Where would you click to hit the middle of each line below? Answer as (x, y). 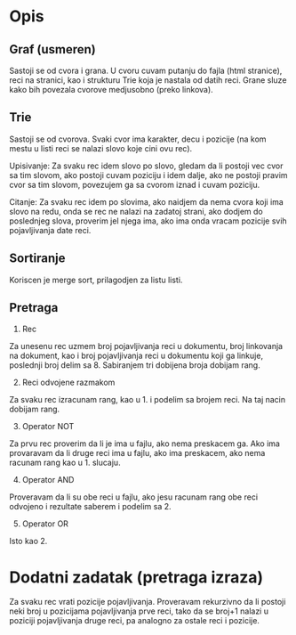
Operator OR (45, 524)
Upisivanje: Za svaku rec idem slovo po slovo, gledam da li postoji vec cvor (146, 166)
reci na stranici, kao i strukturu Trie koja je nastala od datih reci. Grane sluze (148, 80)
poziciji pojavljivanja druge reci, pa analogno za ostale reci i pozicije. (135, 621)
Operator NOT (48, 427)
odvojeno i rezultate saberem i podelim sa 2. (90, 507)
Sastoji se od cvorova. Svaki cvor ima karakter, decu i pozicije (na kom (138, 139)
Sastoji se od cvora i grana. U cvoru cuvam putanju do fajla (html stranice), (146, 70)
